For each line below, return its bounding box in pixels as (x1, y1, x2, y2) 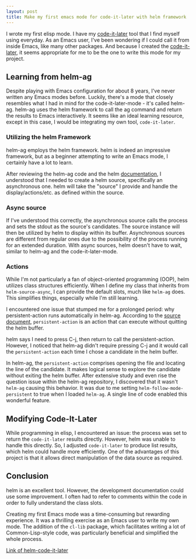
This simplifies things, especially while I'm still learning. (6, 294, 139, 301)
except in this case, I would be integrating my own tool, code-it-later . (6, 118, 176, 126)
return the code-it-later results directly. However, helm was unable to (6, 435, 176, 443)
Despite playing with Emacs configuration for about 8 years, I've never (6, 87, 175, 94)
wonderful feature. (6, 397, 51, 404)
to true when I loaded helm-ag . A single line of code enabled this (33, 390, 188, 398)
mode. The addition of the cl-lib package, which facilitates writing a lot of (6, 523, 185, 530)
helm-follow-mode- (139, 386, 184, 392)
